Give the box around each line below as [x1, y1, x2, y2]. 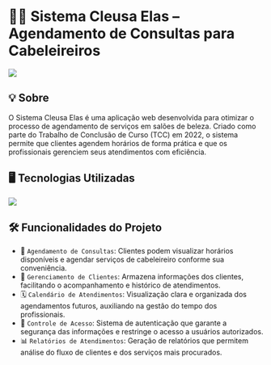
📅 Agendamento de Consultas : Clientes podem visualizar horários [19, 246, 234, 256]
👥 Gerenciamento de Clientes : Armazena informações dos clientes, [19, 272, 244, 282]
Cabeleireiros [8, 42, 101, 60]
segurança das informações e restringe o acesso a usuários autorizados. [19, 327, 265, 337]
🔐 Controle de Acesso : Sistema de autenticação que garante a [19, 318, 227, 328]
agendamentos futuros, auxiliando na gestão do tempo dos [19, 301, 218, 311]
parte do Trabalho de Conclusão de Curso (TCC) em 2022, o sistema [8, 129, 239, 140]
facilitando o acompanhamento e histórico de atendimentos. [19, 280, 221, 290]
